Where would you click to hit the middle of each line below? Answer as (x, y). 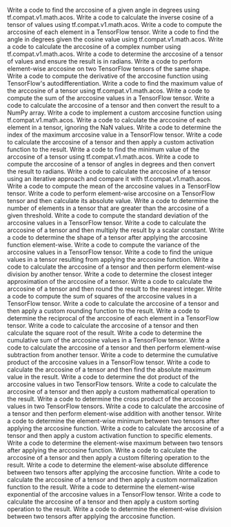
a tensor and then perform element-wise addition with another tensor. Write (114, 413)
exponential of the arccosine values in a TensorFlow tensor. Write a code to (114, 494)
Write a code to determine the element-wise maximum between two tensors (115, 443)
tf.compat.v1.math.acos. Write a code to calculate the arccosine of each (109, 120)
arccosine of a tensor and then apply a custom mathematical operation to (111, 392)
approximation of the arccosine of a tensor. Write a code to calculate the (110, 281)
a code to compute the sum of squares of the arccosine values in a (102, 296)
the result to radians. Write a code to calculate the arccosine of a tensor (109, 171)
